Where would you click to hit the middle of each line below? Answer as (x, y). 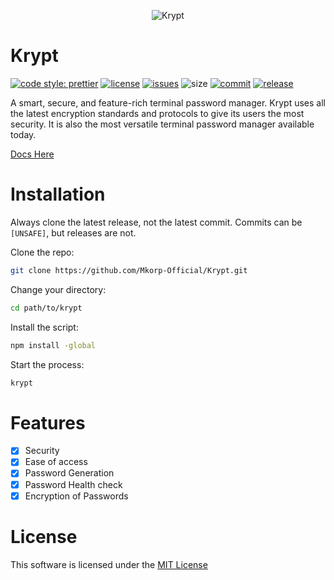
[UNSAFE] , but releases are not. (73, 232)
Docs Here (32, 154)
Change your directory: (58, 289)
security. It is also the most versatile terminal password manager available (162, 124)
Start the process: (47, 364)
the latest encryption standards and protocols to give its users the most (157, 113)
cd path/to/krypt (46, 308)
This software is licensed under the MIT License (109, 564)
